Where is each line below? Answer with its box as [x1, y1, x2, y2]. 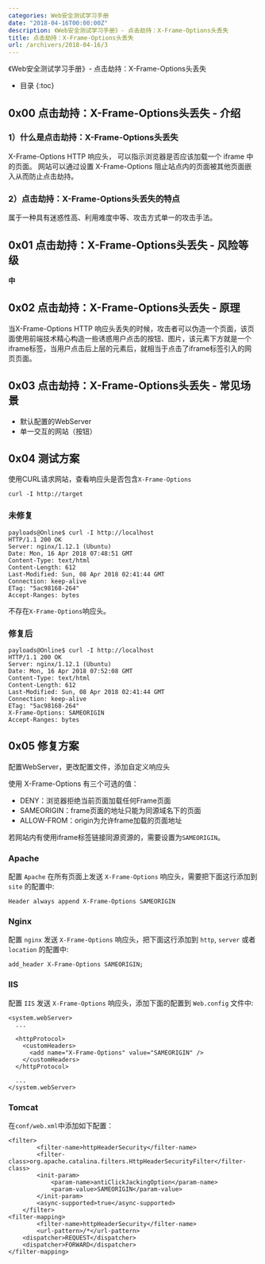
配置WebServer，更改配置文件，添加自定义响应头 [8, 761, 171, 771]
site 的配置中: [8, 882, 55, 892]
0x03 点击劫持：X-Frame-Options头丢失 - [8, 379, 217, 393]
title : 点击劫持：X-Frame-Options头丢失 [8, 33, 134, 42]
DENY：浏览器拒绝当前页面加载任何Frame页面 [19, 796, 171, 805]
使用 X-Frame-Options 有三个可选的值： [8, 779, 139, 788]
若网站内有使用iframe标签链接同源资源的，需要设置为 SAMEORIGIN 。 [8, 832, 225, 842]
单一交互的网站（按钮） [19, 426, 97, 436]
